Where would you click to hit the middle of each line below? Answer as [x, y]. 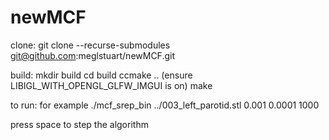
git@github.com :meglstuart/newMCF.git [93, 55]
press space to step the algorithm [79, 124]
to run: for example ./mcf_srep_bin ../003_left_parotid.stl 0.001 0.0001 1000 [165, 105]
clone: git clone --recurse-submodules [90, 45]
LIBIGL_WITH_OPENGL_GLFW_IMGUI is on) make [111, 85]
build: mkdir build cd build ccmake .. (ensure [101, 75]
